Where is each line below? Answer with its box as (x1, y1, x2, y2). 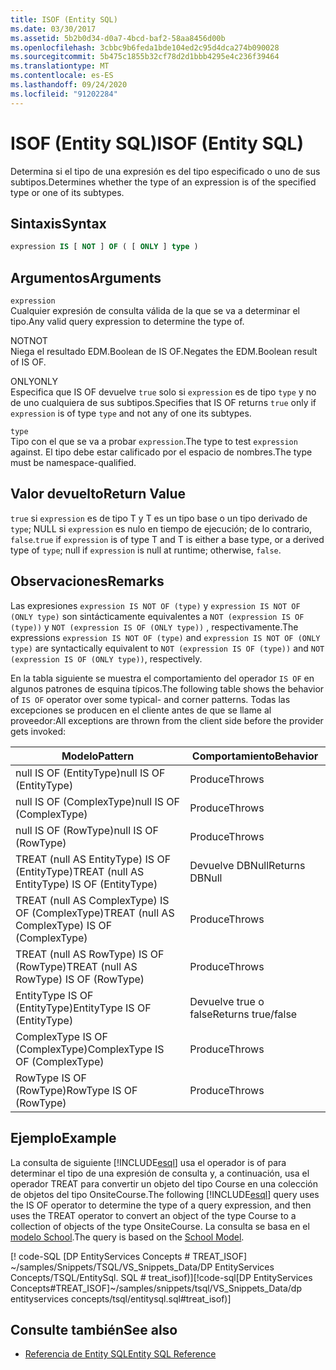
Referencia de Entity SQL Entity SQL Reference (24, 1348, 217, 1360)
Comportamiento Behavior (191, 749, 319, 763)
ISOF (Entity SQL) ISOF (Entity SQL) (10, 132, 304, 155)
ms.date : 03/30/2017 (10, 24, 97, 34)
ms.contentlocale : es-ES (10, 71, 114, 81)
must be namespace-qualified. (10, 457, 137, 469)
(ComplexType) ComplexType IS (15, 1042, 165, 1056)
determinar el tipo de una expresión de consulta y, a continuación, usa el (10, 1167, 310, 1179)
